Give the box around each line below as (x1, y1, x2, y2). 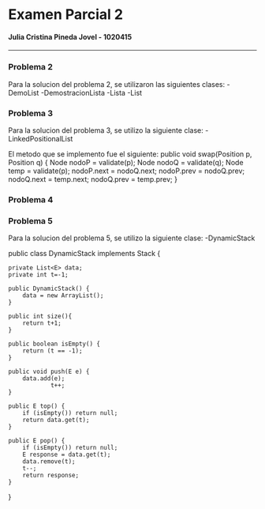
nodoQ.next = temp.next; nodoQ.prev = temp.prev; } (8, 174, 177, 183)
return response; (22, 472, 80, 480)
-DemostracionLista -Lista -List (40, 88, 143, 97)
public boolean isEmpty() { (8, 340, 101, 349)
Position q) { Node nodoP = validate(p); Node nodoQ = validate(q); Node (8, 157, 244, 167)
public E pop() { (8, 437, 65, 445)
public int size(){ (8, 312, 73, 321)
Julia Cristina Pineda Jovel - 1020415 (8, 32, 132, 41)
